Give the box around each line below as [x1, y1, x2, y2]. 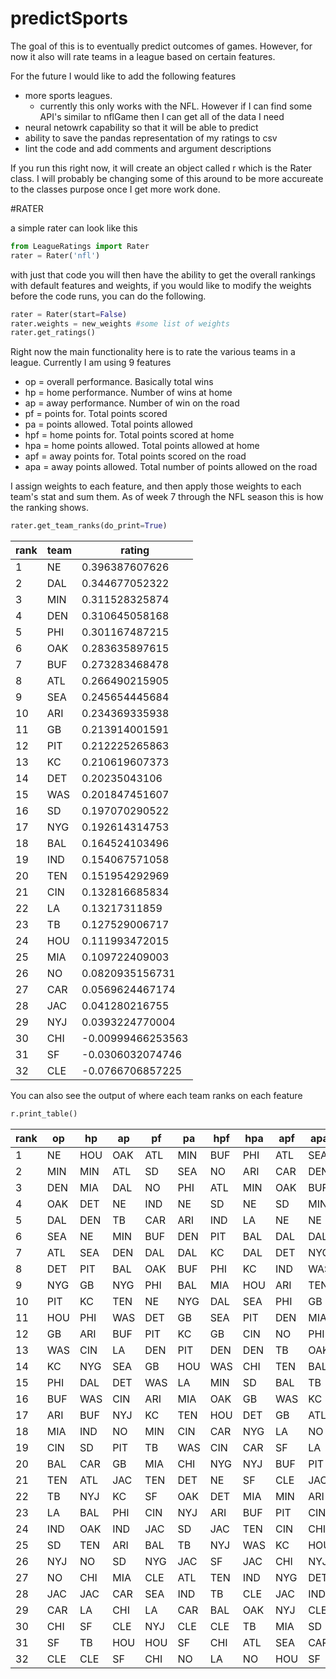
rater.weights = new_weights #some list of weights [10, 318, 230, 329]
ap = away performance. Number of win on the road [24, 397, 240, 409]
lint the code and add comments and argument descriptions [24, 142, 272, 154]
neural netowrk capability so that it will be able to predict [24, 121, 259, 133]
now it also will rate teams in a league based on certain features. [10, 50, 276, 62]
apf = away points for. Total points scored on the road [24, 450, 247, 462]
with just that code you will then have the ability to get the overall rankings [10, 268, 316, 281]
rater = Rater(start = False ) [10, 309, 128, 319]
